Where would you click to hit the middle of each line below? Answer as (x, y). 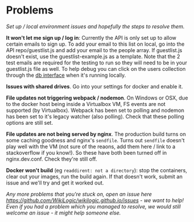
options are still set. (30, 122)
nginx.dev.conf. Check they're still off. (52, 159)
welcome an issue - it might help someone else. (63, 213)
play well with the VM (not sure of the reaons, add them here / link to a (91, 146)
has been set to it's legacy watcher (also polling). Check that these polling (95, 116)
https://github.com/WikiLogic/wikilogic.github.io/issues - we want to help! (95, 200)
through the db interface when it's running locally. (66, 75)
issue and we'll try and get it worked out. (55, 183)
